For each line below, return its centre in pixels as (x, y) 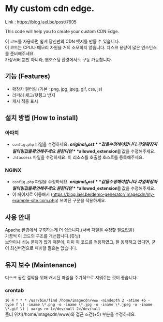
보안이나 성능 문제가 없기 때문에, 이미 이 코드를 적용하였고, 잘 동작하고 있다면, (78, 242)
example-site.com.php (34, 201)
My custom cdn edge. (50, 8)
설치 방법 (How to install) (42, 118)
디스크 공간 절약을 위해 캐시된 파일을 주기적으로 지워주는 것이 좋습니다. (71, 277)
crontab (15, 290)
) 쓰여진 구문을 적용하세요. (81, 201)
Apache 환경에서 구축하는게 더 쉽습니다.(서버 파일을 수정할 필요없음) (70, 230)
